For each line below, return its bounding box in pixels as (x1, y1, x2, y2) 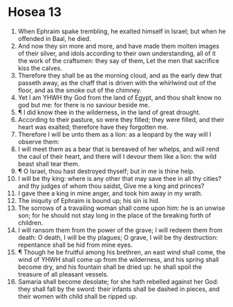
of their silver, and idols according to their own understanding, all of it (17, 49, 216, 58)
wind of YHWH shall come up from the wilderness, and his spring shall (17, 255, 219, 263)
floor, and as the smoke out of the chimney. (17, 86, 142, 94)
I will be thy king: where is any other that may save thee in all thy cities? (17, 174, 222, 182)
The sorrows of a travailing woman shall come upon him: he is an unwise (17, 204, 225, 212)
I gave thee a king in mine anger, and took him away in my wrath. (17, 188, 203, 198)
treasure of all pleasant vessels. (17, 270, 109, 278)
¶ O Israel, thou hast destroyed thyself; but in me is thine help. (17, 167, 196, 175)
